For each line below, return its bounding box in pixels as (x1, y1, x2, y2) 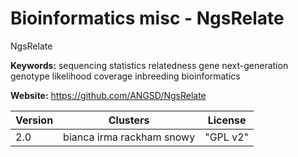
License (207, 113, 247, 127)
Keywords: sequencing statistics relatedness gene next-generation (10, 59, 289, 71)
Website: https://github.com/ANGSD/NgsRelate (10, 89, 207, 101)
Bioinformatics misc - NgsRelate (10, 7, 285, 30)
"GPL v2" (204, 130, 249, 144)
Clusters (108, 113, 150, 127)
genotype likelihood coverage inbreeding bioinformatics (10, 70, 241, 82)
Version (15, 113, 54, 127)
